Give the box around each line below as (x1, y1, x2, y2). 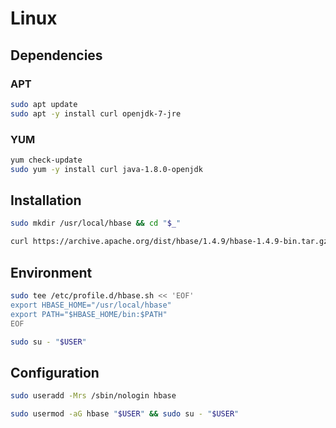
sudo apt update (10, 99, 78, 109)
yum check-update (10, 155, 83, 165)
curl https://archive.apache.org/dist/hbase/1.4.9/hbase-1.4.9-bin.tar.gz (10, 237, 329, 247)
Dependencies (10, 47, 103, 64)
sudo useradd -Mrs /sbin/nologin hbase (10, 391, 177, 401)
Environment (10, 264, 93, 281)
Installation (10, 192, 82, 209)
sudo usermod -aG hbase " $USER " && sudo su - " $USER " (10, 409, 240, 419)
